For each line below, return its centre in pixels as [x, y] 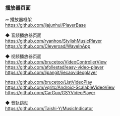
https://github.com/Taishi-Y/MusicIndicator [49, 109]
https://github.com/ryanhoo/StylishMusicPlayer [54, 41]
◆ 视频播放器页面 [23, 57]
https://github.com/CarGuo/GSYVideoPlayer [50, 93]
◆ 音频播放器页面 [23, 35]
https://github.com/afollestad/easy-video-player [55, 67]
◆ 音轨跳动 [17, 103]
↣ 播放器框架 [19, 20]
